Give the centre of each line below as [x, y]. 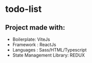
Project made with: [35, 28]
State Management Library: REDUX [48, 55]
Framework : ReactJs [34, 45]
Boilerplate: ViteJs [31, 39]
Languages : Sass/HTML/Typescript [49, 50]
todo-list [23, 9]
